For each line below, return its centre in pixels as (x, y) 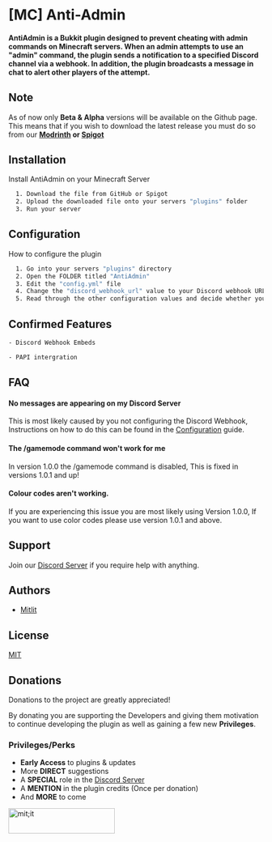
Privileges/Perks (42, 745)
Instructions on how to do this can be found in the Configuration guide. (126, 430)
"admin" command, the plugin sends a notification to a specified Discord (134, 55)
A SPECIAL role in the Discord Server (82, 780)
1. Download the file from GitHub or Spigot (92, 194)
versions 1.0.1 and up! (44, 474)
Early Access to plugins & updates (78, 763)
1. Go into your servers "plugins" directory (94, 269)
